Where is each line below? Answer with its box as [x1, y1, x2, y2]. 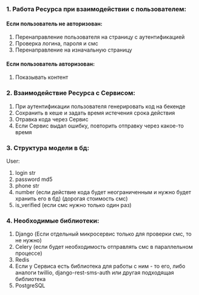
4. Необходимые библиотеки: [6, 216, 99, 225]
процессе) [15, 249, 42, 257]
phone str [15, 181, 39, 189]
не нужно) [15, 237, 42, 244]
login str [15, 169, 36, 176]
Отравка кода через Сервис [15, 115, 89, 123]
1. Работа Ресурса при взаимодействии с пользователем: [6, 5, 187, 13]
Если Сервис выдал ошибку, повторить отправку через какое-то [15, 122, 184, 129]
